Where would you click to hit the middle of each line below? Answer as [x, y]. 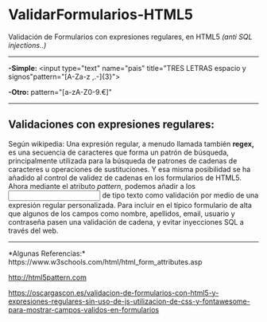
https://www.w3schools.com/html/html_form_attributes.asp [105, 261]
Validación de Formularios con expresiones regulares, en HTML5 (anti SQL [130, 37]
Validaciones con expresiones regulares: [111, 125]
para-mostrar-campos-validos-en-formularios [84, 309]
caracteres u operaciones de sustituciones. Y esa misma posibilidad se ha [130, 169]
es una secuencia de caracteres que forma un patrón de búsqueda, [118, 152]
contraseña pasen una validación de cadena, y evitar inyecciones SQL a [126, 222]
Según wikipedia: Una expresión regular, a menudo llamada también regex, [131, 143]
